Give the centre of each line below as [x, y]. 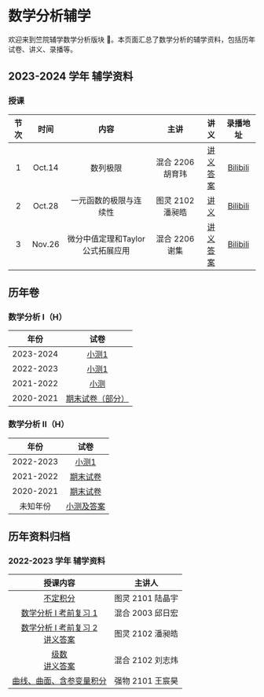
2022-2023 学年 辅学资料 [57, 561]
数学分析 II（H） [38, 424]
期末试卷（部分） [97, 399]
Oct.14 [46, 168]
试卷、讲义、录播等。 [42, 49]
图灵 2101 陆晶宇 [147, 599]
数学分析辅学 [50, 16]
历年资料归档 [39, 537]
